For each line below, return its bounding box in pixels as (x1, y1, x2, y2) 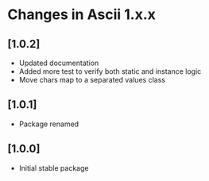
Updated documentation (18, 58, 99, 67)
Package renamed (18, 119, 79, 129)
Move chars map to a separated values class (18, 75, 166, 84)
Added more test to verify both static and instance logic (18, 67, 202, 76)
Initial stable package (18, 163, 89, 172)
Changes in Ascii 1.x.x (7, 6, 156, 24)
